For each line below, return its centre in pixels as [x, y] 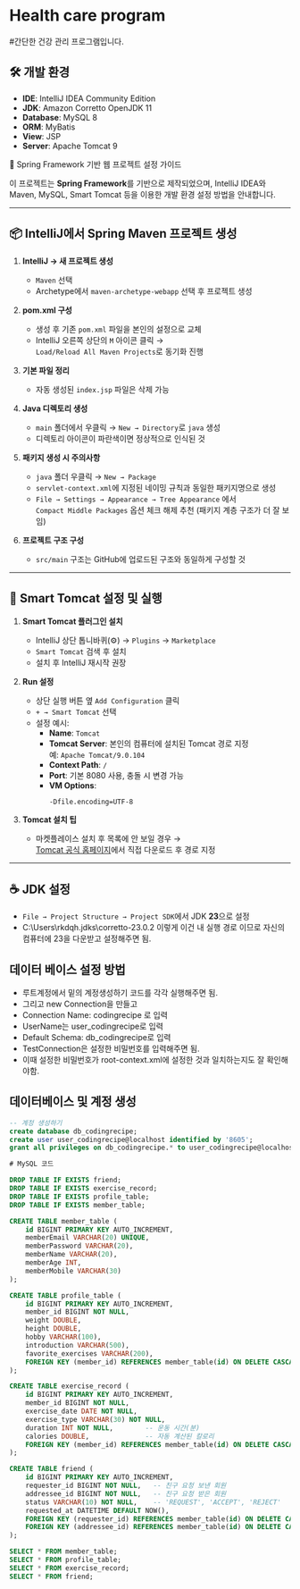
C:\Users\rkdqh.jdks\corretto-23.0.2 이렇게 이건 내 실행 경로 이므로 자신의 [154, 928]
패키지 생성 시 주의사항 [61, 458]
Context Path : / [78, 765]
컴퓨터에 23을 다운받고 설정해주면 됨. [87, 938]
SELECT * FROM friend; [51, 1576]
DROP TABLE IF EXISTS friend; [66, 1181]
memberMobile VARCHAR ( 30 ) [74, 1271]
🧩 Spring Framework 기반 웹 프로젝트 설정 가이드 [96, 164]
